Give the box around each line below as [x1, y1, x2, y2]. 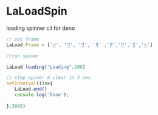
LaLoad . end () [14, 86, 47, 92]
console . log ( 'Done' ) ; [14, 92, 69, 98]
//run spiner [6, 53, 39, 59]
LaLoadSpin [6, 4, 68, 18]
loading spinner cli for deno [6, 24, 75, 32]
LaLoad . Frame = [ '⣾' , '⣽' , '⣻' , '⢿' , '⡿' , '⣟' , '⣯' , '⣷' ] [6, 41, 153, 48]
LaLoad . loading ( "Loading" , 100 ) [6, 64, 86, 70]
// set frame [6, 36, 39, 42]
